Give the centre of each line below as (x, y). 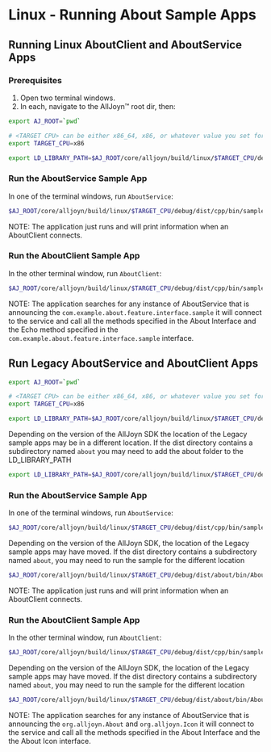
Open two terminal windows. (67, 98)
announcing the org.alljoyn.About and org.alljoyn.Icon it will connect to (131, 724)
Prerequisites (35, 80)
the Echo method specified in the (63, 330)
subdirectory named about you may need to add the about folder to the (126, 452)
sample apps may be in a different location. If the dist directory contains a (131, 443)
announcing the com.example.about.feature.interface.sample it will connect (135, 312)
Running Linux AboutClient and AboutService (125, 45)
